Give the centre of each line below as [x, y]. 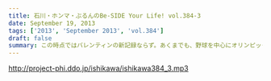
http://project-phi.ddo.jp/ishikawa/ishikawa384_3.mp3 [98, 68]
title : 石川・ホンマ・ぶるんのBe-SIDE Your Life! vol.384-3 [105, 16]
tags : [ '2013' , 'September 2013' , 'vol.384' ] [86, 30]
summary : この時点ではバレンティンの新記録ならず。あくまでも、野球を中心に [120, 46]
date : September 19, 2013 [52, 23]
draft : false [30, 38]
